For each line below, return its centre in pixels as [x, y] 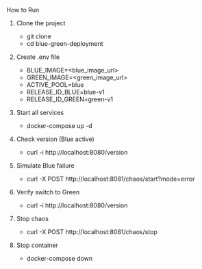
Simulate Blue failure [45, 166]
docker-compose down [60, 258]
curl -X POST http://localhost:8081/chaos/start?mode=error [111, 179]
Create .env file [38, 57]
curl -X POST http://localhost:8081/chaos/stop [92, 232]
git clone [39, 36]
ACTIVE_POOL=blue [55, 85]
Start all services [40, 113]
